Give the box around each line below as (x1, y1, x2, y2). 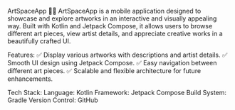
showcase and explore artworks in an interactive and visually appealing (7, 14, 217, 23)
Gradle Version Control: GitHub (7, 96, 98, 104)
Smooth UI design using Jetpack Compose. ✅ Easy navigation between (7, 59, 217, 67)
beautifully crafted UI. (7, 37, 71, 45)
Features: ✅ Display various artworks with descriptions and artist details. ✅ (7, 50, 228, 59)
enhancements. (7, 75, 53, 83)
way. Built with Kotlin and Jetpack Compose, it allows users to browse (7, 22, 213, 30)
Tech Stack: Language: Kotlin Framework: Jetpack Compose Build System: (7, 89, 226, 97)
